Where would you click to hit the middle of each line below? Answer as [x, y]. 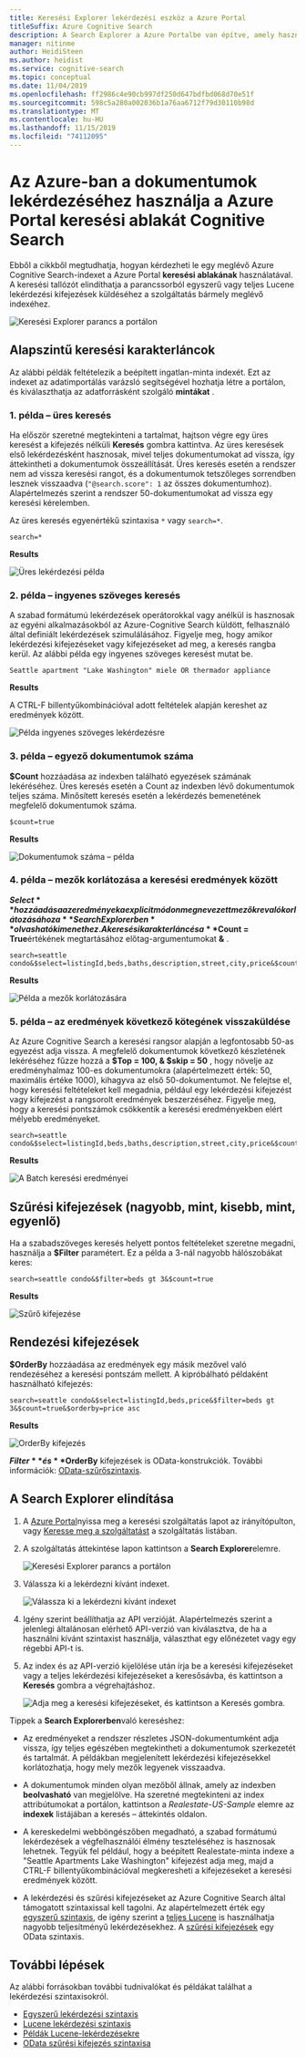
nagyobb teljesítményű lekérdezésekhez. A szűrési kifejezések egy [148, 1927]
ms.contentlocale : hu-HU [56, 119]
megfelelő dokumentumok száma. [73, 805]
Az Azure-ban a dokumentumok [133, 182]
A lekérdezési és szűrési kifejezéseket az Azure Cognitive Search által [154, 1897]
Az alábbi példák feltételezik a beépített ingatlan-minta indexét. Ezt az [140, 372]
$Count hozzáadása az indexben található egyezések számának [131, 776]
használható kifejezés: [51, 1383]
